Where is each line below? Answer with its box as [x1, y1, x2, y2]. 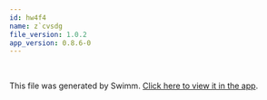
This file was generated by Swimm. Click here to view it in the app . [9, 80, 259, 91]
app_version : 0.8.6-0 [9, 38, 92, 48]
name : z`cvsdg [9, 22, 64, 31]
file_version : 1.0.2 [9, 30, 88, 39]
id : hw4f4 [9, 13, 47, 23]
